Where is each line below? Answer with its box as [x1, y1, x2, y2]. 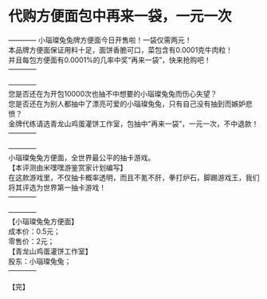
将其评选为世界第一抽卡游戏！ [8, 183, 106, 192]
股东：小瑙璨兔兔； [8, 256, 72, 266]
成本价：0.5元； [8, 226, 61, 236]
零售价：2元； [8, 236, 55, 246]
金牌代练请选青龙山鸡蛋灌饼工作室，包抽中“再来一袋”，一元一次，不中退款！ [8, 119, 259, 128]
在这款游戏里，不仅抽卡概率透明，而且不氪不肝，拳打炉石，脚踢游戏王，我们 [8, 172, 260, 182]
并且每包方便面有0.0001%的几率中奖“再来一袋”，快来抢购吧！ [8, 55, 211, 65]
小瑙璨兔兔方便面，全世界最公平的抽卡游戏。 [8, 152, 155, 162]
